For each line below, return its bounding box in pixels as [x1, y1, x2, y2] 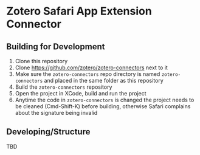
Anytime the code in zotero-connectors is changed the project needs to [15, 96, 195, 103]
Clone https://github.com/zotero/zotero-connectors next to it [15, 64, 168, 71]
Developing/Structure [6, 126, 91, 137]
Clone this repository [15, 58, 68, 64]
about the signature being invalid [15, 109, 98, 116]
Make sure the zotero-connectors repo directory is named [15, 71, 160, 77]
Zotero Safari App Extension [6, 4, 152, 18]
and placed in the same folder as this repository [44, 77, 164, 84]
